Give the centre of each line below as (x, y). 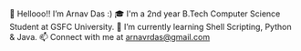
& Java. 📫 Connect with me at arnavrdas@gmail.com (110, 37)
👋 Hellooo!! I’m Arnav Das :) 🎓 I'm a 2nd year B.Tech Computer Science (145, 14)
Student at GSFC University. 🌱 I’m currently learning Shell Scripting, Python (150, 27)
